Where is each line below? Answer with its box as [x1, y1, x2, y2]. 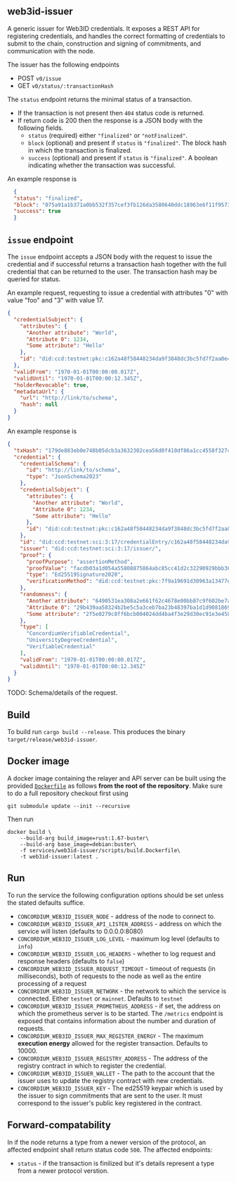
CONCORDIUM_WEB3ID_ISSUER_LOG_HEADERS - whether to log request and [17, 949, 216, 958]
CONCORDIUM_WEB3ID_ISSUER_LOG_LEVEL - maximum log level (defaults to [17, 934, 220, 943]
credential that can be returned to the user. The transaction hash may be [7, 267, 218, 276]
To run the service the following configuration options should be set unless [7, 891, 224, 899]
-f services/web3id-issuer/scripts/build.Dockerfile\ [20, 847, 181, 854]
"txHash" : [13, 447, 42, 454]
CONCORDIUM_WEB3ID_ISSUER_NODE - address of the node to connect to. [17, 912, 216, 920]
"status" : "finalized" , [13, 195, 83, 202]
